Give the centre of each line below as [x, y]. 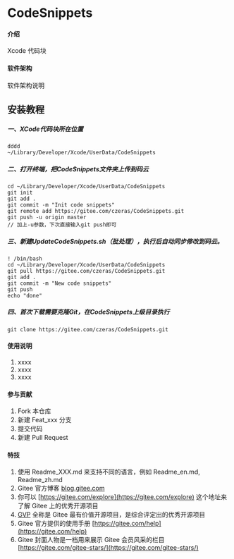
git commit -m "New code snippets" [60, 283]
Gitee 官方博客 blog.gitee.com [61, 489]
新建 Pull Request [43, 438]
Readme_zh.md [40, 480]
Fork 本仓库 [34, 411]
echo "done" [25, 295]
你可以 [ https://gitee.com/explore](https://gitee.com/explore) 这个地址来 [122, 497]
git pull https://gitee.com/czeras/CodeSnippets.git [86, 271]
